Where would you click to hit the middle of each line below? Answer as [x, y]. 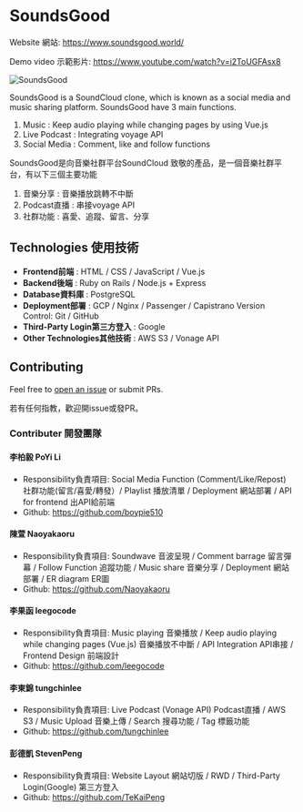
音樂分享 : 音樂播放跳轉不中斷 [78, 193]
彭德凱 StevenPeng [46, 753]
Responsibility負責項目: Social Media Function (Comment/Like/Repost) [154, 479]
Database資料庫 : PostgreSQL [79, 294]
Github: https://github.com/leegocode [94, 666]
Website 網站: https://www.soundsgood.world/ [97, 42]
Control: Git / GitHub [61, 316]
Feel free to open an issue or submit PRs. [86, 389]
